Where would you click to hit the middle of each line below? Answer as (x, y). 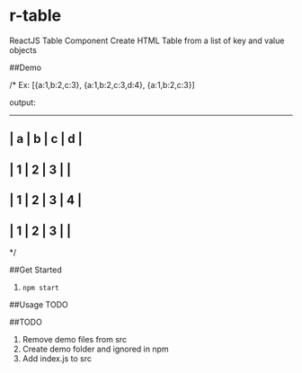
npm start (41, 288)
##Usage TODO (39, 304)
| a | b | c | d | (46, 139)
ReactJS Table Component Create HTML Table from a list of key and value (147, 40)
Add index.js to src (57, 358)
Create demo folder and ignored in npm (95, 349)
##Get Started (36, 270)
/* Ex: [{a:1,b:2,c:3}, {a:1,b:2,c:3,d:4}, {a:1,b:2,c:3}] (102, 84)
